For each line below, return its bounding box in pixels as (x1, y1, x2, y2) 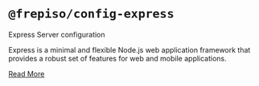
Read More (8, 68, 45, 78)
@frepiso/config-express (8, 6, 175, 21)
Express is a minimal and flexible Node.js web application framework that (8, 45, 251, 54)
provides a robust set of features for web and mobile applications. (8, 53, 227, 63)
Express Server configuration (8, 29, 106, 39)
